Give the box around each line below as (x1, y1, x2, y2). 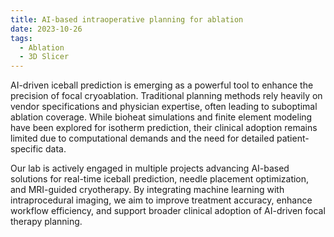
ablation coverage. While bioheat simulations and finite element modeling (10, 111, 313, 123)
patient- (276, 132, 310, 145)
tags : (10, 33, 33, 43)
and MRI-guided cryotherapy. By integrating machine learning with (10, 184, 285, 196)
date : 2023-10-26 (10, 24, 83, 34)
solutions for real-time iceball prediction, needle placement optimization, (10, 173, 310, 185)
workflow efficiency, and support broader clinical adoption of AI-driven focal (10, 205, 326, 217)
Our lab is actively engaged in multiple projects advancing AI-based (10, 162, 290, 175)
